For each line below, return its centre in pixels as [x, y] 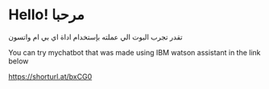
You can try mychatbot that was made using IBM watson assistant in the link [134, 52]
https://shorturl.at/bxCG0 [50, 76]
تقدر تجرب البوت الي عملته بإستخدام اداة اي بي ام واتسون [95, 37]
